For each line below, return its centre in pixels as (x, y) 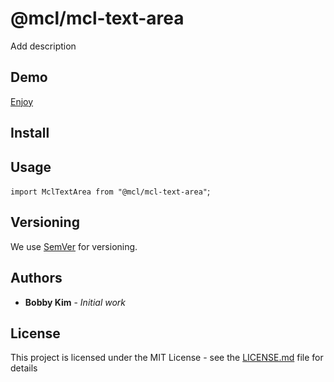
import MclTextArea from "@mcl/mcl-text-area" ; (110, 191)
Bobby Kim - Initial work (75, 302)
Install (30, 133)
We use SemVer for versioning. (74, 246)
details (24, 368)
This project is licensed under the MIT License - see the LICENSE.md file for (167, 358)
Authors (36, 278)
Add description (43, 46)
